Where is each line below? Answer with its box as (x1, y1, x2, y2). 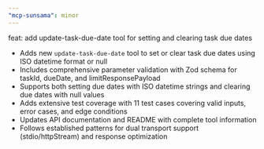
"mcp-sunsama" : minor (8, 11, 80, 20)
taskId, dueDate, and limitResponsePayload (19, 73, 161, 82)
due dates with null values (19, 89, 105, 99)
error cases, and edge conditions (19, 107, 128, 116)
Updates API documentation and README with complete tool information (19, 114, 257, 124)
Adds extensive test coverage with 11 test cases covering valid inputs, (19, 98, 247, 107)
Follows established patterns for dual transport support (19, 123, 199, 133)
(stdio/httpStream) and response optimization (19, 131, 168, 141)
